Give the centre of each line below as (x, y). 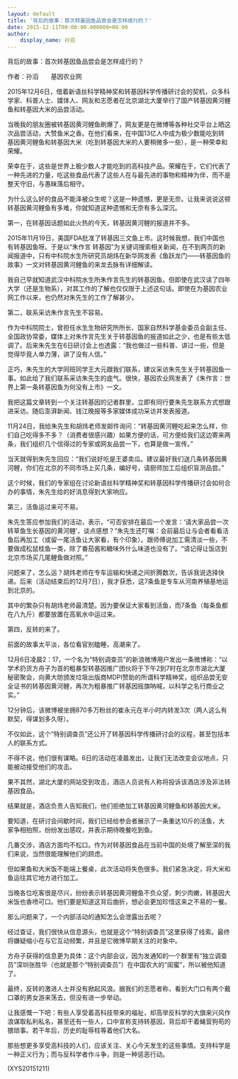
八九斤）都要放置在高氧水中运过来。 (66, 614)
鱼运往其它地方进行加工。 (45, 878)
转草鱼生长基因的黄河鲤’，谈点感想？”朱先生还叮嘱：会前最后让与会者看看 (115, 531)
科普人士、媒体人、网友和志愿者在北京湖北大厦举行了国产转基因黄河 (125, 101)
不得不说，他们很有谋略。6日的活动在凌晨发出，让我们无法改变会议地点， (115, 758)
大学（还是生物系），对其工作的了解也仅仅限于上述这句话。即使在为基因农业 (118, 289)
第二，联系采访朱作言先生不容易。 (57, 312)
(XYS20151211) (29, 1068)
